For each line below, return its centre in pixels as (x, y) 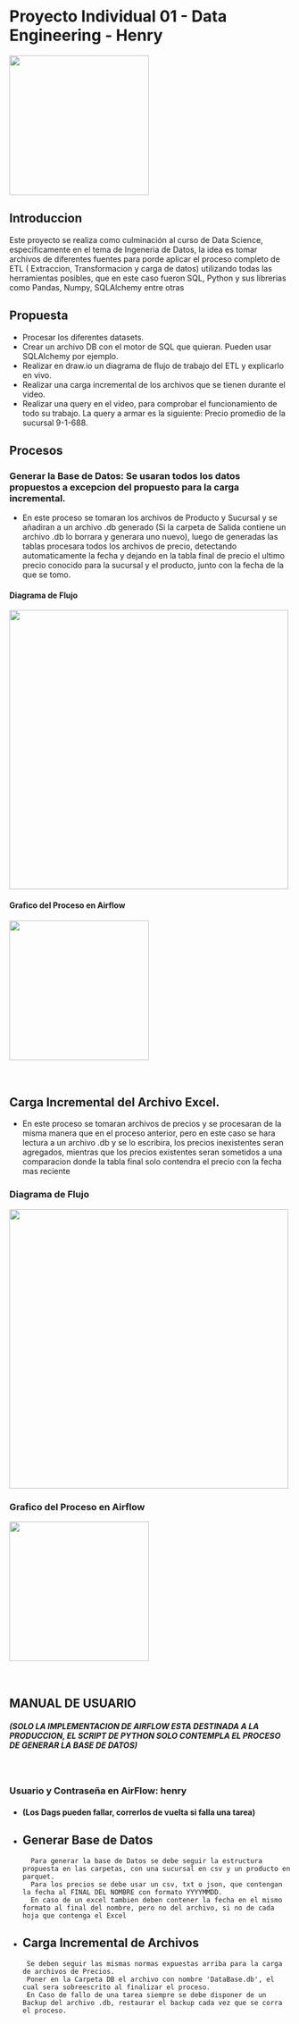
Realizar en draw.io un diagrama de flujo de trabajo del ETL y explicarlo (153, 365)
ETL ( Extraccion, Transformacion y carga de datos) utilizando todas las (141, 268)
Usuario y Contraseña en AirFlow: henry (98, 1791)
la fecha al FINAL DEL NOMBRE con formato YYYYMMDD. (122, 1892)
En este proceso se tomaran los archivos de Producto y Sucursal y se (150, 518)
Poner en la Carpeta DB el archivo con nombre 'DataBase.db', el (150, 1979)
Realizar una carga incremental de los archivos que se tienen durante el (154, 384)
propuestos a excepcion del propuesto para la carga (124, 487)
